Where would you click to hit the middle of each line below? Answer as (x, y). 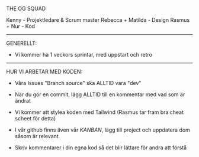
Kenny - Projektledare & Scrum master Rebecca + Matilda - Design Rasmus (98, 20)
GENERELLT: (22, 43)
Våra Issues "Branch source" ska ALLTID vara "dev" (78, 83)
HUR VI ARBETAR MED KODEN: (44, 71)
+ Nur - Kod (21, 26)
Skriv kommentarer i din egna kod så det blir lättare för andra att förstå (101, 148)
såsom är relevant (37, 136)
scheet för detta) (35, 118)
